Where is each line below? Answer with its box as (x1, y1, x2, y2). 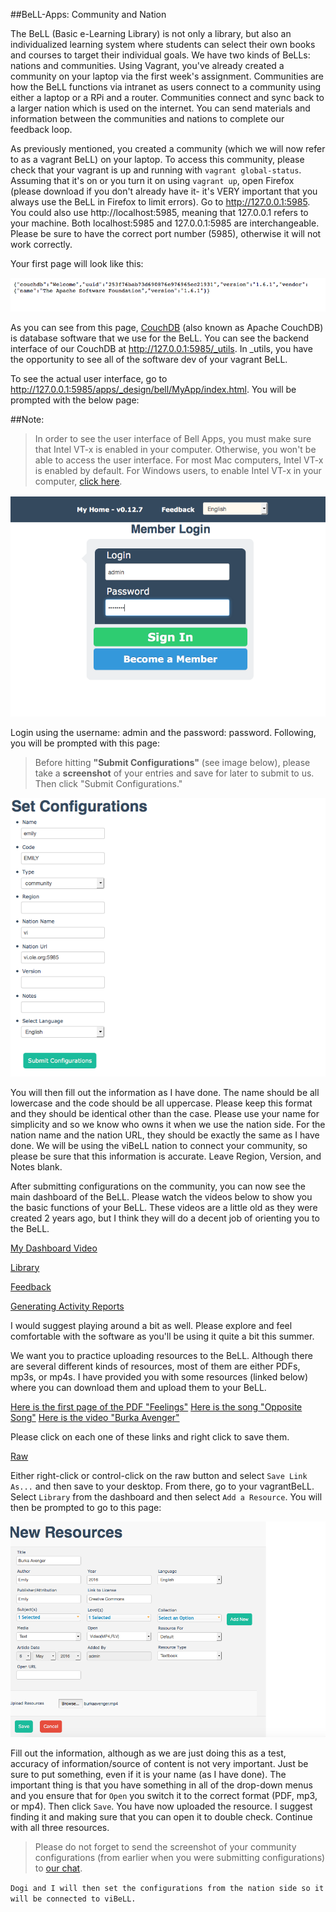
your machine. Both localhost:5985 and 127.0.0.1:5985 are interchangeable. (10, 217, 320, 229)
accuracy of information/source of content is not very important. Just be (10, 1757, 309, 1769)
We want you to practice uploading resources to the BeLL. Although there (10, 1349, 313, 1361)
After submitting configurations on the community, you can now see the (10, 1180, 307, 1192)
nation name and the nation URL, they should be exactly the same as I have (10, 1129, 320, 1141)
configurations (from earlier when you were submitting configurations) (34, 1851, 326, 1863)
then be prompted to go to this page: (10, 1501, 162, 1513)
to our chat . (34, 1862, 83, 1874)
